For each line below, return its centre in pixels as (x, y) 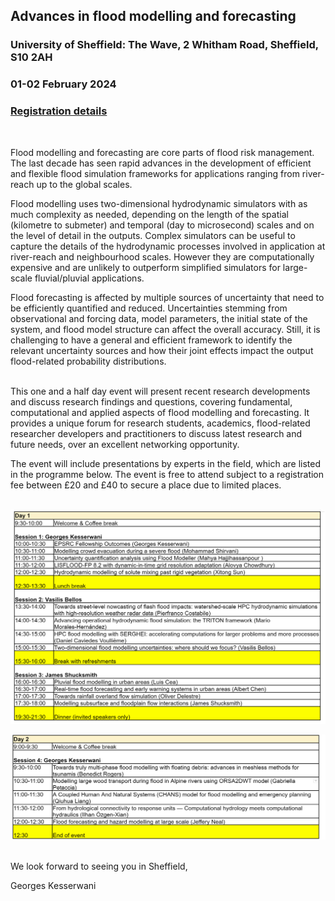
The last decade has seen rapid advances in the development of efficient (161, 163)
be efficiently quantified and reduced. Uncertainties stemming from (149, 308)
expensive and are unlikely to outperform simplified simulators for (145, 267)
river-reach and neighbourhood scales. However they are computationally (162, 256)
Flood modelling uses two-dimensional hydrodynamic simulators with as (159, 203)
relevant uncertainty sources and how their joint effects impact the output (162, 350)
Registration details (59, 111)
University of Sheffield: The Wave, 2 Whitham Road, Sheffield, (164, 45)
